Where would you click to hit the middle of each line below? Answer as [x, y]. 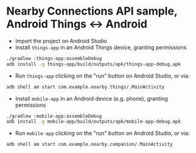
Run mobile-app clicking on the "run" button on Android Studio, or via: [102, 133]
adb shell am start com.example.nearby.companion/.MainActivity [89, 144]
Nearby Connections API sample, [92, 11]
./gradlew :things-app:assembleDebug [54, 58]
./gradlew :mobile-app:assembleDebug [54, 116]
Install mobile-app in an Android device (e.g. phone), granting [92, 98]
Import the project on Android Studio [61, 41]
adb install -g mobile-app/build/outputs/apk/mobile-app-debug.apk [94, 122]
